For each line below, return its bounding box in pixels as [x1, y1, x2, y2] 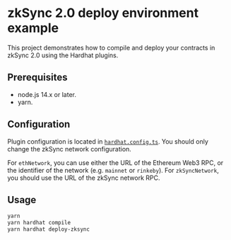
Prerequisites [7, 72, 68, 84]
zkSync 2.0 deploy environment [7, 5, 199, 21]
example [7, 20, 59, 36]
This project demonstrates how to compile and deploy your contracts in [7, 43, 215, 52]
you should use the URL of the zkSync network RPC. [7, 173, 160, 182]
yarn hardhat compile [7, 219, 71, 227]
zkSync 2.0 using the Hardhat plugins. [7, 51, 119, 59]
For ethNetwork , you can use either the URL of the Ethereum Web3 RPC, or [7, 158, 224, 167]
